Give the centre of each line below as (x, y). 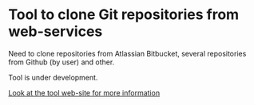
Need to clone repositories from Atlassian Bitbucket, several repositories (127, 53)
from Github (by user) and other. (62, 62)
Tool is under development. (53, 77)
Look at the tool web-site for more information (84, 92)
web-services (56, 31)
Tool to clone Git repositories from (124, 15)
